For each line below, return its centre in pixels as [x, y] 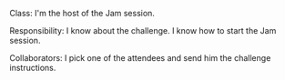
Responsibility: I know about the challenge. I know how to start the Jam [143, 30]
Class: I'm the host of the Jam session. [82, 13]
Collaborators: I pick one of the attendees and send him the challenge [140, 58]
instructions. [33, 68]
